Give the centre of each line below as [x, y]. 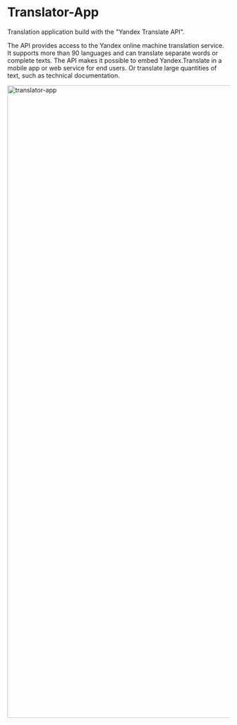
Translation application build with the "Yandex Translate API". [96, 32]
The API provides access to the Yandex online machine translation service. [116, 45]
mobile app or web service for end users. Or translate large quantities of [112, 68]
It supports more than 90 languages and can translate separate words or [113, 53]
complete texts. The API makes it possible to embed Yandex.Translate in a [115, 60]
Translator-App [53, 12]
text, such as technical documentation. [63, 75]
